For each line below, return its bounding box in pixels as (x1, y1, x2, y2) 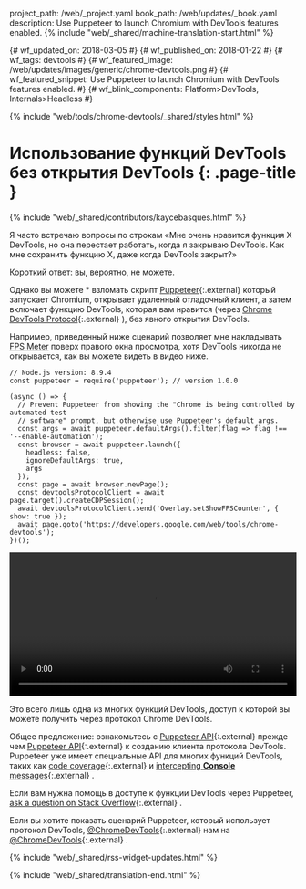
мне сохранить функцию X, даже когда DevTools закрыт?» (9, 248, 237, 259)
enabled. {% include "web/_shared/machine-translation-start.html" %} (9, 27, 274, 37)
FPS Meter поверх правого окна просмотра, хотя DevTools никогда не (9, 340, 282, 351)
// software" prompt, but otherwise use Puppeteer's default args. (17, 415, 280, 425)
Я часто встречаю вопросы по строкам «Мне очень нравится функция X (9, 229, 293, 240)
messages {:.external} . (9, 769, 95, 780)
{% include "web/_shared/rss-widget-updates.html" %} (9, 852, 219, 863)
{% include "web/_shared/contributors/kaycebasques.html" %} (9, 212, 247, 223)
